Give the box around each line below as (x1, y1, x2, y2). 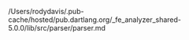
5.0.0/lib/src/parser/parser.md (8, 24, 106, 32)
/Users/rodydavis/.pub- (8, 7, 84, 16)
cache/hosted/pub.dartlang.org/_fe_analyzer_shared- (8, 15, 182, 24)
